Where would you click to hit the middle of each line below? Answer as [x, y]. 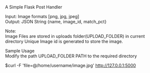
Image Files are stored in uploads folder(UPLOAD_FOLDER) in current [75, 36]
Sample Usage [20, 51]
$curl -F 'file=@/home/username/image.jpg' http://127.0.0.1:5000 [71, 65]
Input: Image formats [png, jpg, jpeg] [42, 16]
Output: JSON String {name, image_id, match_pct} [56, 22]
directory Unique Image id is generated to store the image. [64, 41]
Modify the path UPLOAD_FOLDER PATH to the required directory [71, 56]
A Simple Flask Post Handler [34, 7]
